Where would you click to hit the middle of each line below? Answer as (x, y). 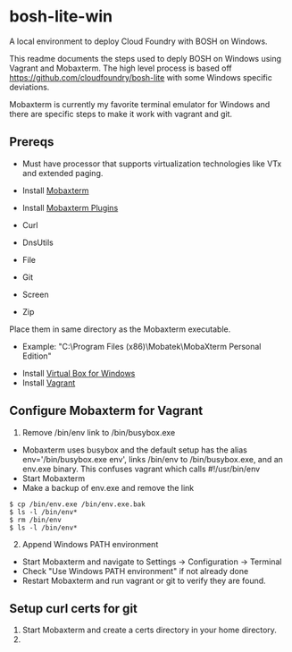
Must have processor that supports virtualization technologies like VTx (152, 164)
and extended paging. (63, 173)
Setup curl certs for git (74, 609)
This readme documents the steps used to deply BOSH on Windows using (146, 58)
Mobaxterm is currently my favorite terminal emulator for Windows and (140, 104)
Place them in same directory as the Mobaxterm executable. (120, 329)
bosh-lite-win (61, 17)
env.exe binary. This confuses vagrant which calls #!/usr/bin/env (141, 469)
